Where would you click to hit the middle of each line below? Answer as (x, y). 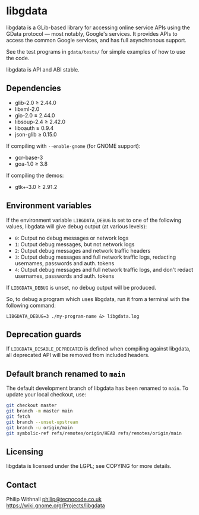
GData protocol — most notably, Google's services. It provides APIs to (92, 33)
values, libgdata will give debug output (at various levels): (77, 226)
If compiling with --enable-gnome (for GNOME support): (73, 146)
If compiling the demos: (35, 175)
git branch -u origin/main (40, 427)
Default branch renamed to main (66, 374)
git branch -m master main (40, 411)
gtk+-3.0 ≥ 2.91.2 (36, 187)
